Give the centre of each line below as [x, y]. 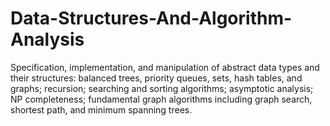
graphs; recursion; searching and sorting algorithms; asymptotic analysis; [162, 88]
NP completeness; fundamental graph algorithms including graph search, [161, 99]
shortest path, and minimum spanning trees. [101, 109]
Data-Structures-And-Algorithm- [151, 18]
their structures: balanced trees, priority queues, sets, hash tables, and [156, 78]
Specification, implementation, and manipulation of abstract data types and [165, 67]
